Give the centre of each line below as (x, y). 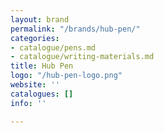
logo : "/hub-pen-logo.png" (66, 76)
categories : (35, 38)
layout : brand (40, 19)
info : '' (28, 103)
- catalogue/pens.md (53, 47)
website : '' (35, 85)
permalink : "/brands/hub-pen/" (75, 29)
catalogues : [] (42, 94)
